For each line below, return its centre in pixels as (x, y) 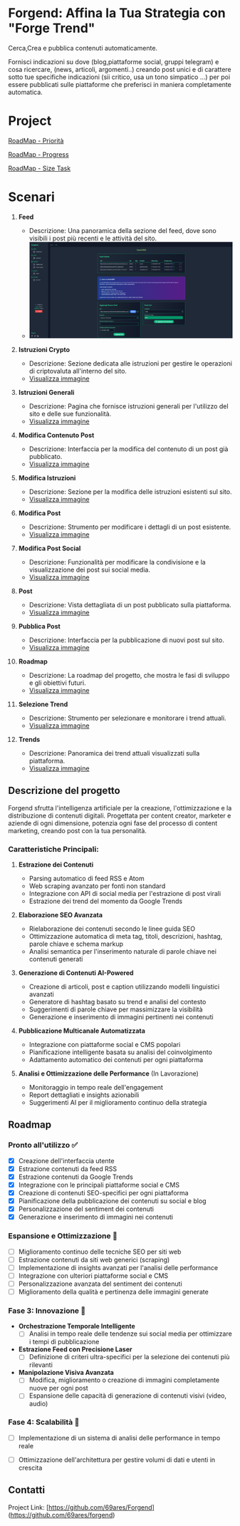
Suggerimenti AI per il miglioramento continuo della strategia (118, 1103)
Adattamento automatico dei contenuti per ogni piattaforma (116, 1060)
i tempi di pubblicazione (64, 1342)
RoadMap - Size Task (40, 168)
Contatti (27, 1490)
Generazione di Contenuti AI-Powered (76, 973)
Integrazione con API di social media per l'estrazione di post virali (125, 894)
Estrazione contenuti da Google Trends (76, 1177)
